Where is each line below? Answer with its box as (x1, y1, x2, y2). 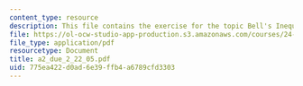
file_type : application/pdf (9, 38, 115, 47)
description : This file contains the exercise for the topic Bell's (9, 21, 272, 30)
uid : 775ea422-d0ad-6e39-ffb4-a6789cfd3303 (9, 64, 176, 73)
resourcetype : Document (9, 47, 99, 56)
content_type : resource (9, 13, 99, 22)
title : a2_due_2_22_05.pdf (9, 55, 111, 64)
